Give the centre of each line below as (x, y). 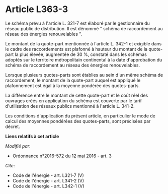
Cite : (10, 165)
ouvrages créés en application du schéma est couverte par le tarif (74, 101)
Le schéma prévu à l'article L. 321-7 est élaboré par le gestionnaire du (77, 23)
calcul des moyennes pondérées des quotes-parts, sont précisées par (78, 121)
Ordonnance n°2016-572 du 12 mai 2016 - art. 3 (62, 156)
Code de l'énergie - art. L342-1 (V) (48, 186)
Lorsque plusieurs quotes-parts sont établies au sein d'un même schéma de (84, 75)
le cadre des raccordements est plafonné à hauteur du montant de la (76, 49)
